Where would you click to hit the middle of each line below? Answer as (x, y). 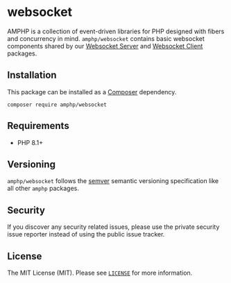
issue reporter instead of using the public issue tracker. (86, 234)
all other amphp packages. (43, 189)
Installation (32, 75)
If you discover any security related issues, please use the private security (113, 227)
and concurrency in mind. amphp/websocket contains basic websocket (106, 38)
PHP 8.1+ (30, 142)
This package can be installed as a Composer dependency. (92, 92)
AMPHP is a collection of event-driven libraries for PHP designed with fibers (116, 31)
